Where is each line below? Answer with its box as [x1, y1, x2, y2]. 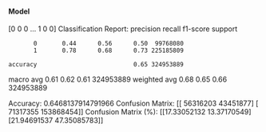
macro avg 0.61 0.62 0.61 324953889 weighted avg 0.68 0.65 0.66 [8, 74, 228, 84]
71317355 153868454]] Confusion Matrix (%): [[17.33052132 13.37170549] [8, 107, 252, 117]
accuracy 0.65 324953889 [8, 61, 184, 69]
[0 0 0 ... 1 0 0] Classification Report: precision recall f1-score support [8, 24, 238, 34]
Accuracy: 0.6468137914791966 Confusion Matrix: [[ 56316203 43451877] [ [8, 98, 259, 108]
